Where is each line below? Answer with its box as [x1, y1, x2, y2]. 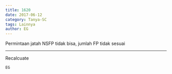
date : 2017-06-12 [5, 12, 42, 17]
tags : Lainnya [5, 21, 36, 27]
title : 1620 [5, 7, 31, 13]
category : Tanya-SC [5, 17, 47, 22]
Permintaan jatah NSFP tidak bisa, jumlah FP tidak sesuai [5, 40, 125, 46]
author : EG [5, 27, 29, 32]
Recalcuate [5, 55, 29, 61]
